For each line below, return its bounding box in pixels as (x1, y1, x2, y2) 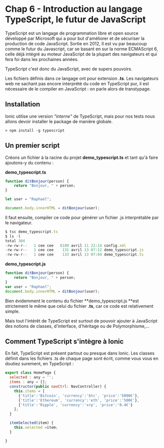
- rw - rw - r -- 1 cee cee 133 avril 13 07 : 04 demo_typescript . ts (5, 252, 144, 257)
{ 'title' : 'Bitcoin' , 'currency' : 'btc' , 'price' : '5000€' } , (18, 393, 139, 398)
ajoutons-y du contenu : (5, 160, 54, 165)
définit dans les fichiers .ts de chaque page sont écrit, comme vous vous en (5, 355, 159, 361)
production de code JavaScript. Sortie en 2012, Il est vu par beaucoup (5, 40, 147, 46)
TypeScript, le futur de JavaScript (5, 14, 146, 25)
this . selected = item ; (14, 425, 58, 430)
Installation (5, 100, 40, 109)
